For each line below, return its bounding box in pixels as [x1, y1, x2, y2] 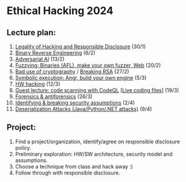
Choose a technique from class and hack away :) [15, 163, 133, 170]
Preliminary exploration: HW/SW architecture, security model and [15, 150, 173, 157]
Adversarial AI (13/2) [15, 56, 65, 62]
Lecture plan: [6, 28, 56, 38]
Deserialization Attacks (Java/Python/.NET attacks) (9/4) [15, 106, 153, 112]
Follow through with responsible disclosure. [15, 169, 120, 176]
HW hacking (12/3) [15, 80, 61, 87]
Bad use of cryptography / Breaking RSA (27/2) [15, 68, 129, 75]
